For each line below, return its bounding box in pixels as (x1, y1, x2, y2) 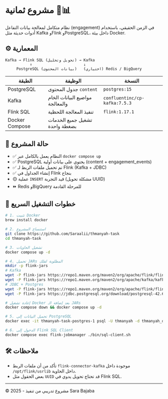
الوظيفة (64, 77, 81, 84)
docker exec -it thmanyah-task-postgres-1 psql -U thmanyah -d (5, 319, 140, 324)
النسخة (124, 77, 139, 84)
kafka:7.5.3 (103, 100, 132, 106)
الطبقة (18, 77, 32, 84)
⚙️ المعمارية (5, 44, 38, 53)
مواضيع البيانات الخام (48, 94, 92, 101)
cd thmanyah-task (5, 236, 41, 241)
